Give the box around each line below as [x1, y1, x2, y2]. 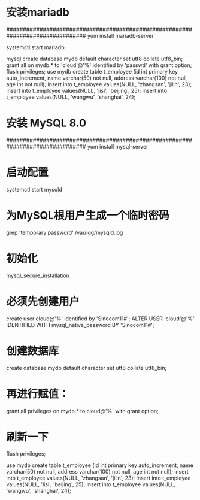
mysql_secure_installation [6, 272, 70, 279]
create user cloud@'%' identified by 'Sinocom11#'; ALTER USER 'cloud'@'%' [6, 315, 195, 322]
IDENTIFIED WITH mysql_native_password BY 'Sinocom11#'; [6, 321, 154, 328]
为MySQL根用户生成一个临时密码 [6, 209, 169, 222]
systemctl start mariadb [6, 43, 65, 51]
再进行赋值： [6, 387, 70, 401]
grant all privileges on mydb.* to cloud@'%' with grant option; [6, 407, 159, 414]
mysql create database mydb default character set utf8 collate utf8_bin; [6, 55, 183, 62]
